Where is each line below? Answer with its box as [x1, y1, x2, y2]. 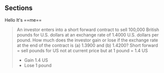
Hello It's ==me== [4, 17, 42, 23]
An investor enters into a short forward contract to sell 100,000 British [16, 27, 160, 33]
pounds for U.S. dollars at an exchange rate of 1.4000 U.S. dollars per [16, 32, 159, 37]
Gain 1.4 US [24, 57, 48, 63]
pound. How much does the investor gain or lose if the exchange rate [16, 37, 159, 43]
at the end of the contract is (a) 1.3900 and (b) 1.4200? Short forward [16, 42, 158, 48]
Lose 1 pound [24, 62, 52, 68]
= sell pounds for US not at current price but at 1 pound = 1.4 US [16, 47, 148, 53]
